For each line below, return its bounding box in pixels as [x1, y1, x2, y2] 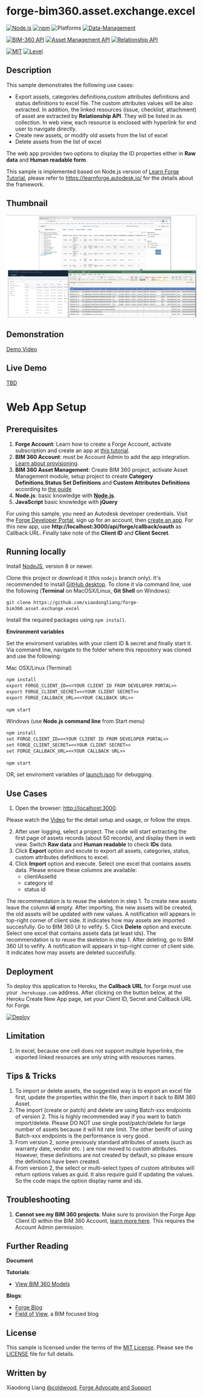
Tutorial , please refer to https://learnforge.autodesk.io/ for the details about [6, 174, 193, 181]
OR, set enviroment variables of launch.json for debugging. [6, 771, 153, 778]
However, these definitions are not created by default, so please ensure [14, 1151, 193, 1159]
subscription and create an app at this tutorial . [14, 446, 130, 454]
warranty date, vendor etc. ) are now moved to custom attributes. [14, 1145, 178, 1152]
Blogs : [6, 1292, 23, 1300]
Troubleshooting [6, 1194, 71, 1205]
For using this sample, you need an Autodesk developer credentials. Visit [6, 510, 188, 517]
